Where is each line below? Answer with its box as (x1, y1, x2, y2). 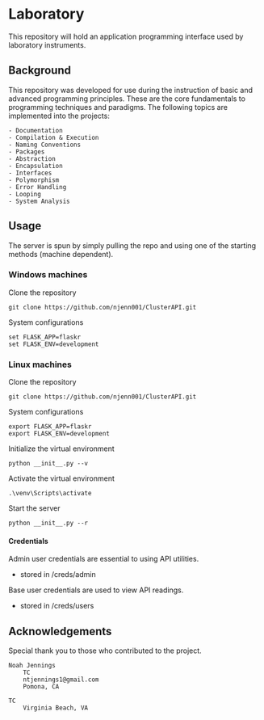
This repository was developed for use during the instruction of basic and (8, 85, 253, 95)
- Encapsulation (8, 162, 63, 170)
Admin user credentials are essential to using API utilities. (8, 554, 199, 564)
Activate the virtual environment (8, 474, 115, 483)
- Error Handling (8, 183, 67, 191)
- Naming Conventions (8, 141, 82, 149)
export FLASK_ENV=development (8, 430, 111, 438)
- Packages (8, 147, 45, 156)
